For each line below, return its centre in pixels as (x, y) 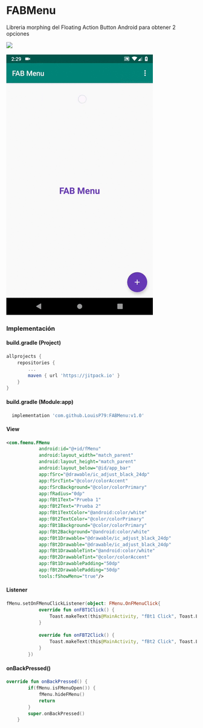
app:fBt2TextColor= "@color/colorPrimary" (92, 519)
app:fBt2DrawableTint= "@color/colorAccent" (94, 557)
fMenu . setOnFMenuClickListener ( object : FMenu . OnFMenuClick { (84, 604)
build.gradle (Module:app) (40, 401)
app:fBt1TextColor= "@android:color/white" (93, 513)
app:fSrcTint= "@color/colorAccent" (83, 481)
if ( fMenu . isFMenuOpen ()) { (62, 688)
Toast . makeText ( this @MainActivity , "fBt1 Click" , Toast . (123, 616)
